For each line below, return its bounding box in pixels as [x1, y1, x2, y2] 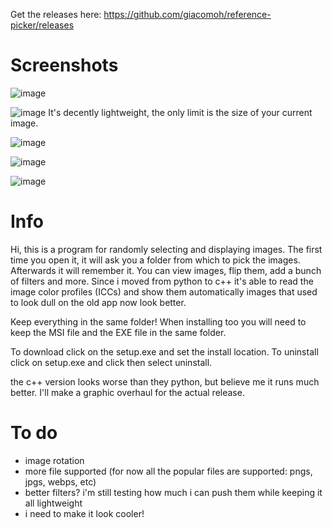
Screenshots [10, 54, 119, 77]
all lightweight [24, 497, 83, 509]
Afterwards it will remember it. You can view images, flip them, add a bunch [10, 264, 322, 276]
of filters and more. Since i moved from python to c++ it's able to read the [10, 275, 314, 287]
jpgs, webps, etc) [24, 475, 97, 488]
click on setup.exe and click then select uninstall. [10, 356, 213, 368]
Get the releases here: [10, 9, 102, 20]
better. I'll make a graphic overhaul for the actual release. [10, 386, 245, 398]
